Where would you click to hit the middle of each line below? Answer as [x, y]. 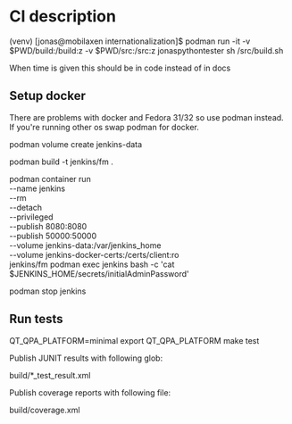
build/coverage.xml [45, 410]
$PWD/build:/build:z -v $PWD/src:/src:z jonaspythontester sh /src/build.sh [146, 50]
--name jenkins [37, 188]
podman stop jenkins [48, 291]
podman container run [50, 179]
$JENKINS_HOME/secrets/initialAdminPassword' [99, 273]
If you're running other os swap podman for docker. [104, 127]
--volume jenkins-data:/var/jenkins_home [85, 245]
